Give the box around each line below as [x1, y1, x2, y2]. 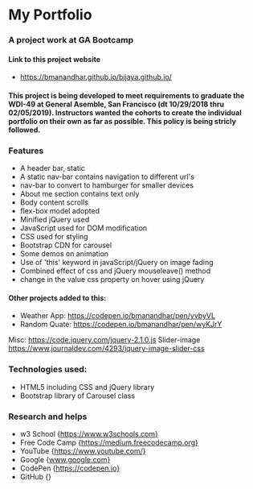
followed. [8, 125, 41, 135]
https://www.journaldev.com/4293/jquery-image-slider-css [8, 344, 205, 354]
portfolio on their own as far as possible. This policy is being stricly [8, 116, 237, 126]
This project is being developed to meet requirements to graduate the [8, 90, 245, 100]
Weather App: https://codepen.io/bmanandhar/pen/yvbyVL [19, 311, 215, 321]
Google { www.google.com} [19, 455, 111, 464]
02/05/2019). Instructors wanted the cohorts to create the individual [8, 107, 243, 118]
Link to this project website [8, 54, 101, 64]
